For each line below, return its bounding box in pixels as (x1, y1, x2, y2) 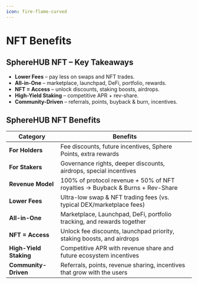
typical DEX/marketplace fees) (60, 201, 146, 209)
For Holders (9, 146, 43, 154)
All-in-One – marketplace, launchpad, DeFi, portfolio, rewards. (14, 79, 167, 86)
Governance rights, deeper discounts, (60, 160, 165, 168)
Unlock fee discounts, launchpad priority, (60, 227, 175, 236)
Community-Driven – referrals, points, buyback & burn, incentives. (14, 98, 178, 105)
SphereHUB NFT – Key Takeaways (6, 57, 134, 68)
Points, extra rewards (60, 150, 120, 158)
